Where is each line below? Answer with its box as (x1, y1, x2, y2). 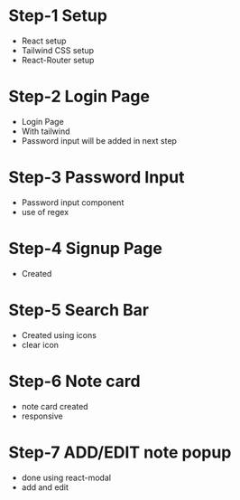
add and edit (21, 481, 69, 493)
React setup (21, 35, 67, 46)
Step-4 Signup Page (8, 239, 163, 259)
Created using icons (21, 329, 97, 340)
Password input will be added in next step (21, 135, 178, 146)
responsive (21, 410, 64, 421)
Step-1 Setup (8, 5, 107, 26)
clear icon (21, 339, 60, 350)
